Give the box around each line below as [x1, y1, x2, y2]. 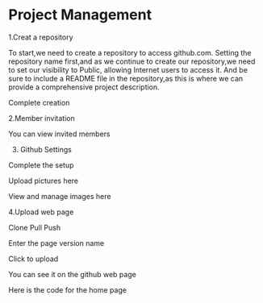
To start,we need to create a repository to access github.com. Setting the [8, 48, 252, 57]
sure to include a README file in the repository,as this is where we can [8, 73, 244, 83]
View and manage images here [8, 191, 111, 201]
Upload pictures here [8, 176, 79, 185]
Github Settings [19, 144, 73, 154]
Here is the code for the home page [8, 284, 127, 295]
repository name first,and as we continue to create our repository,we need [8, 56, 256, 66]
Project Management [8, 6, 152, 24]
